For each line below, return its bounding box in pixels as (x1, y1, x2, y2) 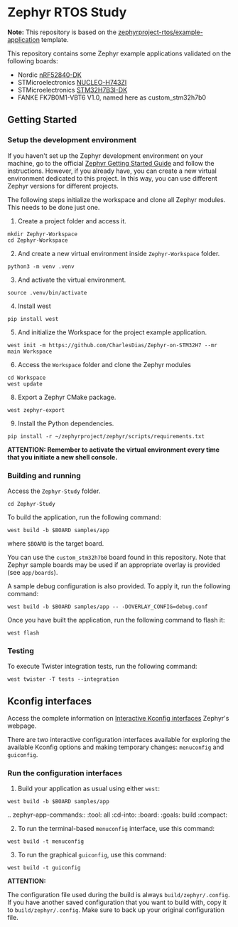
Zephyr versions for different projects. (7, 181, 119, 190)
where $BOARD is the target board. (7, 539, 104, 548)
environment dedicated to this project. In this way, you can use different (7, 174, 218, 182)
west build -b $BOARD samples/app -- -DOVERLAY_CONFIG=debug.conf (7, 603, 208, 610)
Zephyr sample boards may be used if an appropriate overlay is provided (7, 560, 220, 569)
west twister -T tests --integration (7, 676, 119, 683)
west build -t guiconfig (7, 864, 81, 872)
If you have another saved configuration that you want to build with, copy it (7, 898, 227, 907)
